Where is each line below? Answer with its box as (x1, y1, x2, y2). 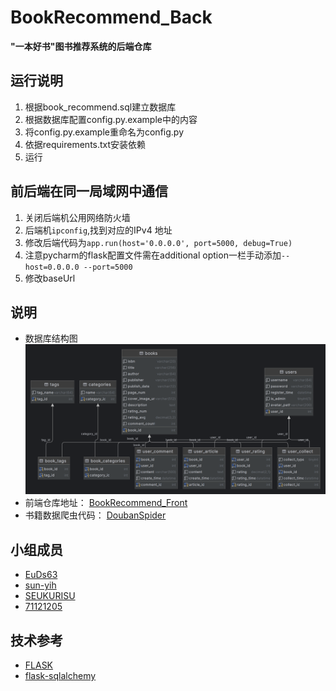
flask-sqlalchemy (24, 670, 97, 682)
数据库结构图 (24, 332, 78, 345)
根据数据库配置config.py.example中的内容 (24, 113, 198, 125)
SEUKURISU (24, 590, 76, 602)
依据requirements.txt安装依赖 (24, 138, 147, 150)
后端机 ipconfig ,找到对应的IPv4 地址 (24, 224, 173, 236)
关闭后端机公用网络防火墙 (24, 211, 131, 223)
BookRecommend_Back (10, 6, 213, 29)
